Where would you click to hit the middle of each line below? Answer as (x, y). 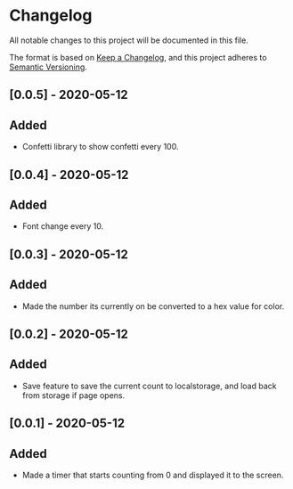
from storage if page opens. (73, 395)
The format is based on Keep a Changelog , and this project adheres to (138, 57)
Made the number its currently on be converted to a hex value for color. (153, 306)
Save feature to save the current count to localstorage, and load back (149, 386)
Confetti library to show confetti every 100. (100, 147)
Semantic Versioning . (48, 67)
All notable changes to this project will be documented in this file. (129, 40)
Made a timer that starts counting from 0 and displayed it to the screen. (153, 475)
